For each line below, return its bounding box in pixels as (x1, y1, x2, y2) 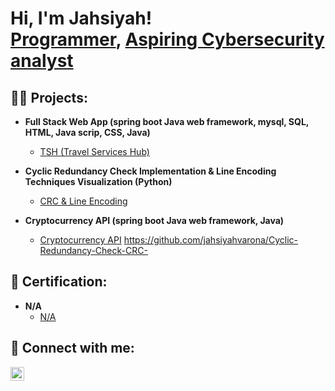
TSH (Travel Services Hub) (39, 146, 150, 157)
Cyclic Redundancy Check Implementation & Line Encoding (24, 165, 277, 177)
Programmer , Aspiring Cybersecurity (10, 28, 325, 51)
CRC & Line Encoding (39, 195, 128, 207)
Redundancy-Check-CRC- (39, 245, 148, 256)
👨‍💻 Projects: (10, 89, 88, 106)
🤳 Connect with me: (10, 340, 135, 357)
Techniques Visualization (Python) (24, 176, 173, 187)
